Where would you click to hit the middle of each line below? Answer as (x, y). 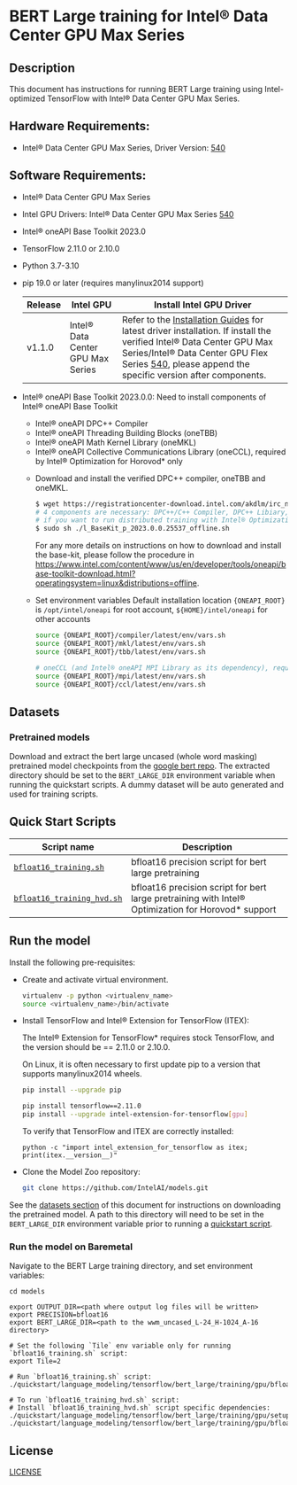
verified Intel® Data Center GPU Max (198, 341)
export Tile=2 (35, 1362)
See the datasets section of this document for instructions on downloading (145, 1205)
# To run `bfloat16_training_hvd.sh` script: (94, 1400)
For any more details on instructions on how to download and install (158, 546)
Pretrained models (49, 737)
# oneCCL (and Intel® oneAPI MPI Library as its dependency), (152, 668)
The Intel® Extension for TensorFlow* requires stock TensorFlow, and (148, 1038)
